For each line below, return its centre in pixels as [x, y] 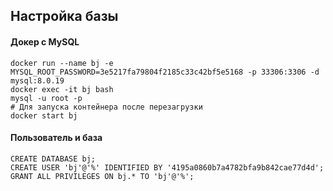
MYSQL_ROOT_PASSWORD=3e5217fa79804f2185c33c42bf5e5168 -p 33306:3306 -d [165, 72]
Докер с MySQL [45, 41]
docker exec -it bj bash [62, 89]
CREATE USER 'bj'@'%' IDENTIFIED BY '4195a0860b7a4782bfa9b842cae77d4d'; [167, 167]
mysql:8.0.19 [37, 80]
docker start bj [44, 115]
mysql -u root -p [46, 98]
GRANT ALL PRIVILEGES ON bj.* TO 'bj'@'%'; [102, 176]
